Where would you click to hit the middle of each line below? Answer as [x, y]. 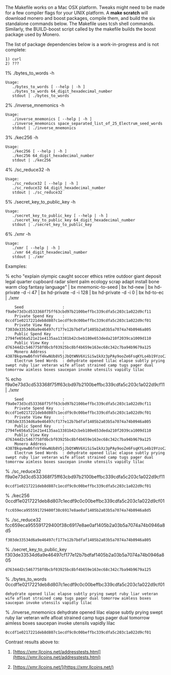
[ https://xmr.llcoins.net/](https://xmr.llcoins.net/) [63, 667]
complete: [16, 50]
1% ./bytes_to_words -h [30, 73]
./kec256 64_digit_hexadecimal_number [53, 156]
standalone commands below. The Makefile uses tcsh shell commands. [80, 23]
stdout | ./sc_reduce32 [37, 192]
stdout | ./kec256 [32, 160]
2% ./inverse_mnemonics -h [35, 105]
